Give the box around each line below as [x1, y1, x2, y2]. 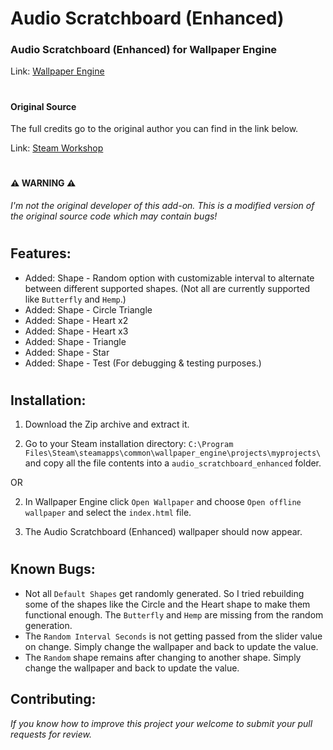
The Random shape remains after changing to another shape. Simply [24, 651, 302, 663]
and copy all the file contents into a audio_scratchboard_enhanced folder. [24, 457, 322, 469]
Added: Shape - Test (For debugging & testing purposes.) [24, 357, 262, 369]
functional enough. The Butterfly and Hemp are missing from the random [24, 608, 324, 621]
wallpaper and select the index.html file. [24, 507, 192, 519]
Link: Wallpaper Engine [10, 65, 105, 77]
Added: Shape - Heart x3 [24, 325, 129, 337]
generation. [24, 619, 73, 631]
